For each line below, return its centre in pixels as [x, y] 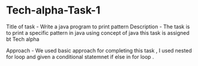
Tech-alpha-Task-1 [53, 10]
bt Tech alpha [23, 39]
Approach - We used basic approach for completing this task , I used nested [99, 50]
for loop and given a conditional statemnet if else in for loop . [80, 57]
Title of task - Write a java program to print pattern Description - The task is [98, 27]
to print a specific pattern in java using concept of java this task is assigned [98, 32]
